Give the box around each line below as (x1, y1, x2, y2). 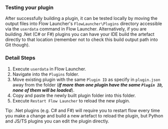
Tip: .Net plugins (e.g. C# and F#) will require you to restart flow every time (5, 107, 160, 113)
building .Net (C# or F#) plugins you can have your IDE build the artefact (5, 31, 154, 37)
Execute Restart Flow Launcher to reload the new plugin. (12, 97, 130, 103)
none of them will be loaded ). (12, 87, 75, 93)
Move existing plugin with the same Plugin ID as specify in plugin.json (12, 76, 160, 82)
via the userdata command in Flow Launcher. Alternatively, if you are (5, 26, 147, 32)
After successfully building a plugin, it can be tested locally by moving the (5, 15, 158, 21)
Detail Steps (5, 54, 36, 61)
